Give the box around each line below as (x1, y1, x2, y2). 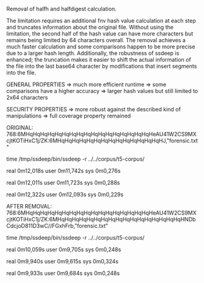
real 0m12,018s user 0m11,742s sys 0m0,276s (6, 167, 121, 174)
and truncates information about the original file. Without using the (6, 24, 174, 31)
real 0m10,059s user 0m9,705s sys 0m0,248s (6, 246, 122, 253)
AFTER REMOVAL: (6, 203, 52, 210)
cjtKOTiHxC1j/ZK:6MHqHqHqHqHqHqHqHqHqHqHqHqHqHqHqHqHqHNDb (6, 216, 196, 222)
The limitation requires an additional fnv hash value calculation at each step (6, 17, 197, 24)
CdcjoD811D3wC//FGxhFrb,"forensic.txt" (6, 222, 109, 229)
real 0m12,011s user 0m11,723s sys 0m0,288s (6, 179, 120, 186)
